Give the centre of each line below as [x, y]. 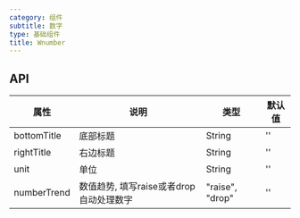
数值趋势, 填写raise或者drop [137, 187]
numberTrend [42, 193]
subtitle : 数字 [36, 26]
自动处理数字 [106, 200]
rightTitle [33, 153]
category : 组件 [36, 17]
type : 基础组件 [35, 34]
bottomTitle [37, 136]
